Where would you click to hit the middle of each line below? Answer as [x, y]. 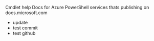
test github [24, 33]
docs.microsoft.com [26, 13]
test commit [25, 28]
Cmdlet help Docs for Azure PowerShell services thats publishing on [77, 7]
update [20, 23]
